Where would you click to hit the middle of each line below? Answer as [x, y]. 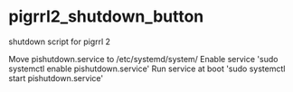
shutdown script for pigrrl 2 [59, 41]
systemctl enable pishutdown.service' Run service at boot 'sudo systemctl [147, 69]
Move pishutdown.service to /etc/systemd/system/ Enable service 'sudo [143, 59]
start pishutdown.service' [56, 78]
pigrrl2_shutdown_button [106, 17]
